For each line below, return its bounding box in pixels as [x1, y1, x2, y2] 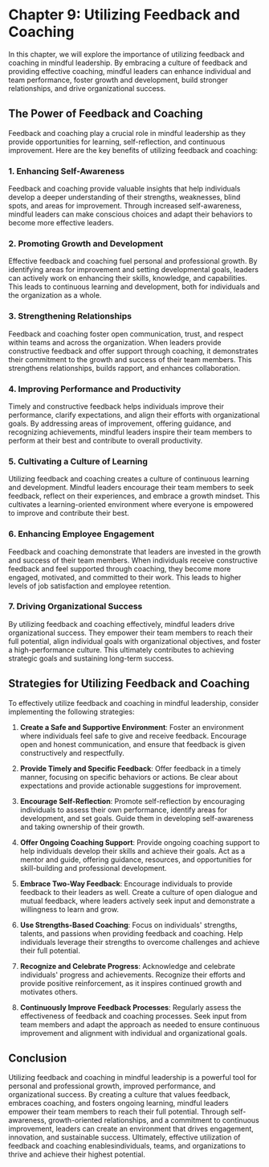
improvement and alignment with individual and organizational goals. [19, 1028, 247, 1037]
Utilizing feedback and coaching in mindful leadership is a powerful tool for [8, 1073, 257, 1082]
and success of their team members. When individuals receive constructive [8, 555, 259, 565]
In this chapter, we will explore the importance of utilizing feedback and [8, 49, 245, 59]
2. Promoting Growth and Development [8, 237, 164, 249]
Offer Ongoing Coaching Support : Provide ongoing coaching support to [19, 837, 260, 847]
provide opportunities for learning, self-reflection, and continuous [8, 137, 226, 146]
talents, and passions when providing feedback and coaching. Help [19, 928, 243, 938]
